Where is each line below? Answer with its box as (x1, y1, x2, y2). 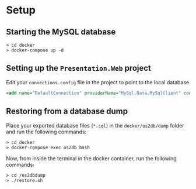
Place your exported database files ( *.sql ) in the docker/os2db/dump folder (6, 122, 184, 129)
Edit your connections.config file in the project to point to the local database (6, 78, 190, 85)
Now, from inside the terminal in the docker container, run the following (6, 154, 177, 161)
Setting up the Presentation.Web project (6, 63, 152, 73)
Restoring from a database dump (6, 106, 128, 116)
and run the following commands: (6, 128, 87, 135)
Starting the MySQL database (6, 27, 116, 37)
